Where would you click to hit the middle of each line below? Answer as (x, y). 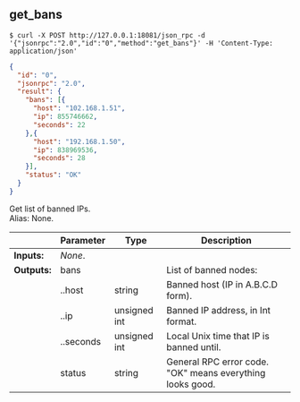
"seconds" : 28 (59, 158)
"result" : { (40, 92)
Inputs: (29, 255)
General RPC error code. (218, 362)
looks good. (191, 384)
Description (226, 240)
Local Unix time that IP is (218, 336)
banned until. (194, 346)
